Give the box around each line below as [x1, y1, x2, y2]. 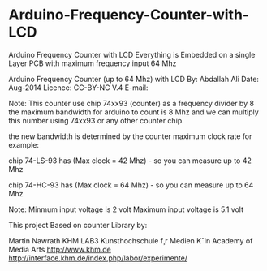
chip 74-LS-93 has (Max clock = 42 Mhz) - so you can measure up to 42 [8, 156, 252, 166]
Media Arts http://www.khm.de [8, 244, 111, 254]
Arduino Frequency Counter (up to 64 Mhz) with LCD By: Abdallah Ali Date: [8, 74, 260, 84]
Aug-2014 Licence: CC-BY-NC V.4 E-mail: [8, 83, 149, 92]
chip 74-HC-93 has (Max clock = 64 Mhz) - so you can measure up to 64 [8, 180, 254, 190]
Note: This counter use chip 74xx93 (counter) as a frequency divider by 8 [8, 98, 254, 108]
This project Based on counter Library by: [8, 220, 148, 230]
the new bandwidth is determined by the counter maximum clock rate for [8, 131, 252, 141]
